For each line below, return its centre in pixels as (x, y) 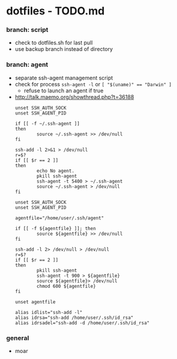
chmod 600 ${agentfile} (66, 286)
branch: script (27, 30)
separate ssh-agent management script (64, 78)
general (18, 338)
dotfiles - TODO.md (55, 11)
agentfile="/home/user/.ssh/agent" (59, 218)
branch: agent (27, 65)
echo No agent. (56, 171)
